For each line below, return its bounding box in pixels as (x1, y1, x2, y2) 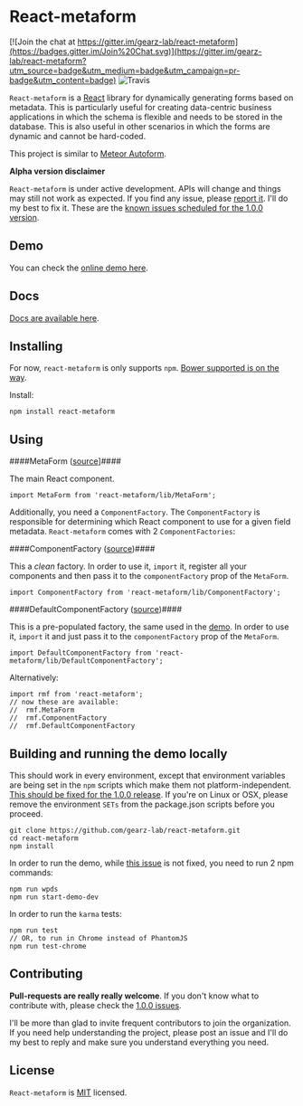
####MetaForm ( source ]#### (9, 456, 122, 467)
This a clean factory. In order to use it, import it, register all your (9, 561, 247, 572)
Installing (9, 338, 63, 354)
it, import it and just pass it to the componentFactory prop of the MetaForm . (9, 631, 279, 642)
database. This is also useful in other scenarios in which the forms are (9, 120, 271, 132)
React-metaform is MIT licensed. (9, 1087, 128, 1098)
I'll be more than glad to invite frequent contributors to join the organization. (9, 1017, 291, 1028)
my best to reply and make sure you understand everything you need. (9, 1036, 270, 1047)
